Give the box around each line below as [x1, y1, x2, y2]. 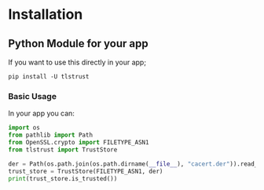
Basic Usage [8, 90, 57, 101]
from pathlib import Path [8, 131, 93, 139]
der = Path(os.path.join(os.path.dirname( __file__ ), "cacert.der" [8, 159, 230, 168]
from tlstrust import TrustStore [8, 145, 118, 154]
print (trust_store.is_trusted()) [8, 174, 118, 182]
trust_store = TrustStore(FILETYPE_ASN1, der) [8, 167, 163, 175]
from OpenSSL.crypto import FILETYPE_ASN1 [8, 139, 149, 147]
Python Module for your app [8, 37, 148, 50]
